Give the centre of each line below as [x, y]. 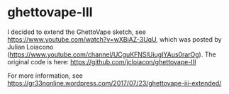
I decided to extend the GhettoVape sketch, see [77, 32]
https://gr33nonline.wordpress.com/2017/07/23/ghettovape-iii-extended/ [114, 83]
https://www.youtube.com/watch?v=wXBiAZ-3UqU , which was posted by [114, 39]
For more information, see [45, 76]
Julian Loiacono [30, 47]
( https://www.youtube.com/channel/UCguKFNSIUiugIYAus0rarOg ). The [112, 54]
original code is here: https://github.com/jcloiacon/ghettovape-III [102, 61]
